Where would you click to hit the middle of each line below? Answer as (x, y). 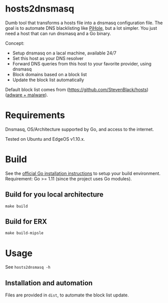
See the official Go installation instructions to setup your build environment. (83, 173)
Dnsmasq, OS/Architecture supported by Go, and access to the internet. (79, 129)
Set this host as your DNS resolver (48, 58)
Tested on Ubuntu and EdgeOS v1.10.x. (45, 139)
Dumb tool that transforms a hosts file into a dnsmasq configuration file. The (84, 23)
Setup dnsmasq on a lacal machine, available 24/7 (64, 53)
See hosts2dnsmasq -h (28, 267)
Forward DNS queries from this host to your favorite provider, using (82, 64)
